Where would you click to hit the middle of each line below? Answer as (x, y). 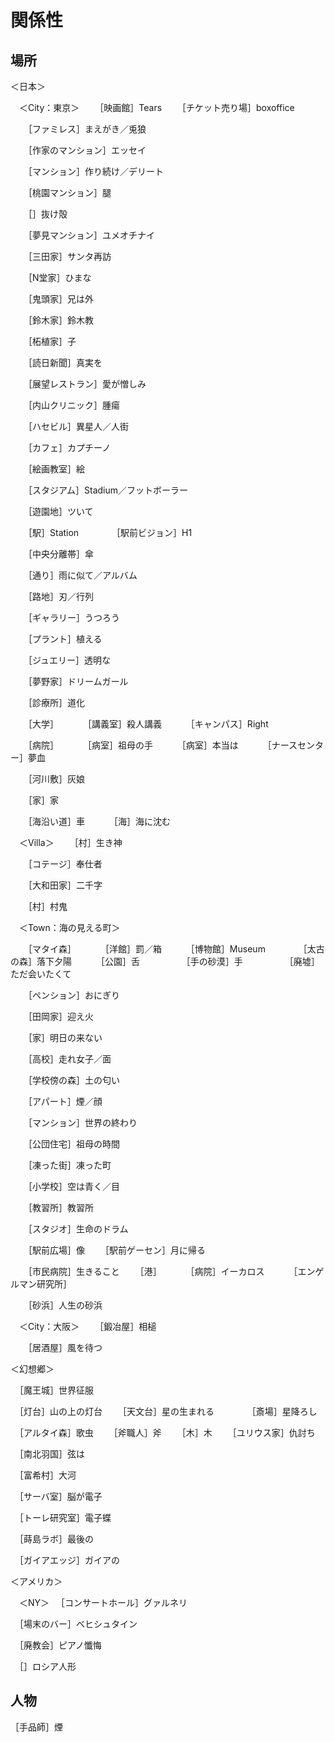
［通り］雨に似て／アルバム (82, 575)
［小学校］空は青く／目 (73, 1186)
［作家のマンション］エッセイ (87, 150)
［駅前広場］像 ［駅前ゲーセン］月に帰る (116, 1250)
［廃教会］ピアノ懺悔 (60, 1645)
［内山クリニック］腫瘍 (73, 405)
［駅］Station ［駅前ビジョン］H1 (110, 532)
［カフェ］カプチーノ (69, 447)
